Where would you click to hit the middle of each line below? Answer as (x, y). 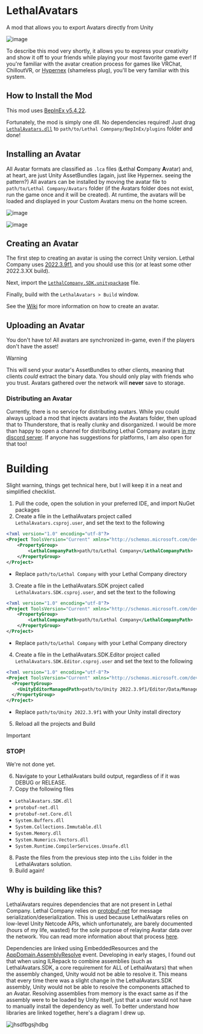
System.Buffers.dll (40, 821)
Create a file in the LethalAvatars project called (73, 516)
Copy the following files (44, 789)
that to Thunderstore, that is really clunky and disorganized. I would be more (101, 425)
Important (18, 735)
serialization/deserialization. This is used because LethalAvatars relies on (97, 917)
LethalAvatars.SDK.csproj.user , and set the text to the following (95, 592)
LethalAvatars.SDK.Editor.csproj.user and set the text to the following (104, 661)
